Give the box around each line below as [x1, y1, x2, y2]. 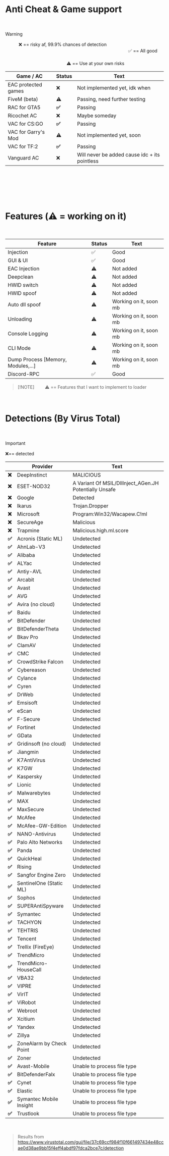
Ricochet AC [8, 112, 37, 119]
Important [5, 440, 26, 446]
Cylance [17, 674, 37, 681]
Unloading [8, 316, 32, 323]
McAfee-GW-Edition [17, 822, 67, 829]
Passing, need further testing [77, 95, 146, 102]
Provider [32, 463, 53, 470]
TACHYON [17, 919, 42, 926]
